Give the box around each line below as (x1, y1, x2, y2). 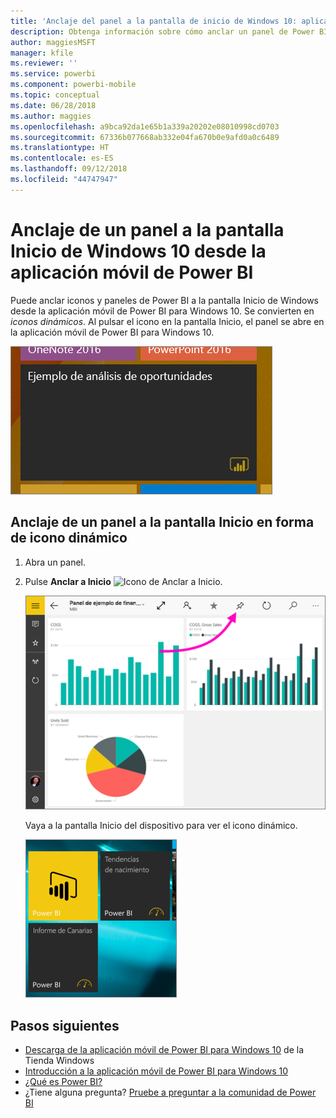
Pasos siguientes (10, 1017, 120, 1034)
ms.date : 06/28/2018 (10, 100, 97, 110)
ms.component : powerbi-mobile (10, 80, 137, 90)
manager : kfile (10, 48, 74, 58)
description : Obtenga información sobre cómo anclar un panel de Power (10, 26, 315, 37)
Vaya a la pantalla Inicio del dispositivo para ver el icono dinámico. (24, 820, 298, 832)
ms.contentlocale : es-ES (10, 153, 114, 164)
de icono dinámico (10, 530, 128, 547)
